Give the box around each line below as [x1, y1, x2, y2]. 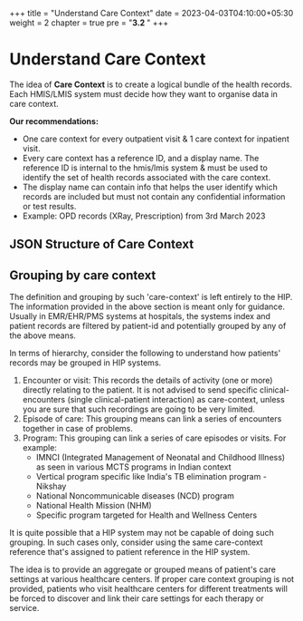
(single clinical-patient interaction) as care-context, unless [67, 394, 285, 405]
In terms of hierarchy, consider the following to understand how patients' [9, 348, 281, 359]
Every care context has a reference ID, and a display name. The [22, 152, 260, 163]
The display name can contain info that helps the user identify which [22, 181, 278, 192]
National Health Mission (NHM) [35, 500, 152, 511]
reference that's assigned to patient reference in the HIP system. [9, 547, 251, 558]
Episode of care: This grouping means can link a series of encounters [22, 413, 282, 424]
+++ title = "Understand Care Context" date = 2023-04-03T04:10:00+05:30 [9, 8, 294, 18]
